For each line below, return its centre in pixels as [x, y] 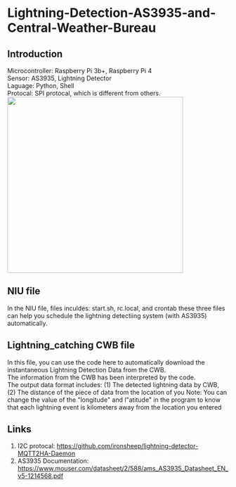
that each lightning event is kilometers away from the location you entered [114, 407]
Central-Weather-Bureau [82, 28]
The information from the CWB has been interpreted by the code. [101, 377]
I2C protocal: [36, 446]
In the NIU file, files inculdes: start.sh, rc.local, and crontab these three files [116, 308]
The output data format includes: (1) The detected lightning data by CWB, [113, 384]
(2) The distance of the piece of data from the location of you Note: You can [117, 392]
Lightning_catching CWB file [71, 345]
